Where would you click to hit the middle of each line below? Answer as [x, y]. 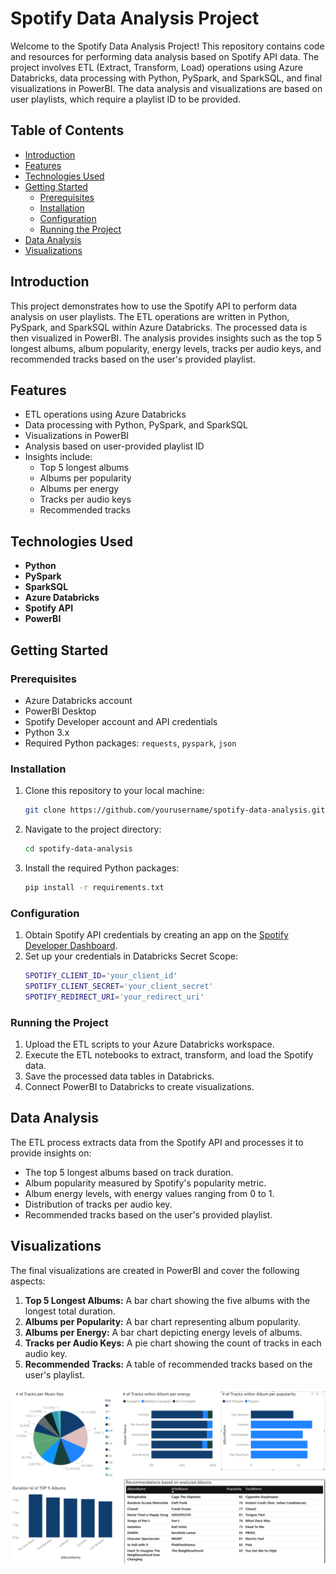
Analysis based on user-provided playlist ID [114, 446]
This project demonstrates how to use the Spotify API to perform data [154, 306]
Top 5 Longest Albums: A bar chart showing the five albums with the [167, 1300]
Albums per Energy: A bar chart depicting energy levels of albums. [163, 1332]
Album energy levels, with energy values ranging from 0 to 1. [149, 1193]
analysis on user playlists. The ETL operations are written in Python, [150, 316]
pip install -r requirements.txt [94, 887]
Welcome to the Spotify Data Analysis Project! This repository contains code [167, 46]
